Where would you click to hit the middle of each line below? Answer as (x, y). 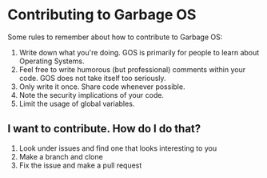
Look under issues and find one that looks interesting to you (118, 148)
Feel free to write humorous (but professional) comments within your (132, 69)
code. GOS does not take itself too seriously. (92, 78)
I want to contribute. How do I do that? (104, 129)
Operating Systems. (52, 61)
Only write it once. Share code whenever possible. (102, 87)
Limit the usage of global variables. (77, 103)
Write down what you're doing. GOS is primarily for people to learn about (139, 52)
